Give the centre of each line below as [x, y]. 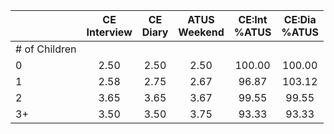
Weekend [201, 32]
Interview [109, 32]
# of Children [46, 49]
